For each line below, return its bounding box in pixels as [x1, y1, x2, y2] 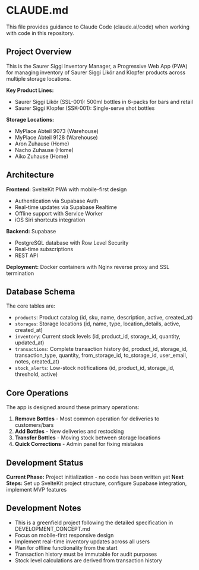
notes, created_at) [14, 358, 59, 365]
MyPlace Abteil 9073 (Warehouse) [14, 127, 99, 134]
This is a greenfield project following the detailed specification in [14, 519, 173, 526]
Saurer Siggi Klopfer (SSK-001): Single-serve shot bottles [14, 104, 155, 112]
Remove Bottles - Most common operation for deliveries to [14, 415, 160, 422]
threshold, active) [14, 370, 58, 378]
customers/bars [14, 422, 54, 429]
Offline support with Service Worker [14, 210, 103, 217]
